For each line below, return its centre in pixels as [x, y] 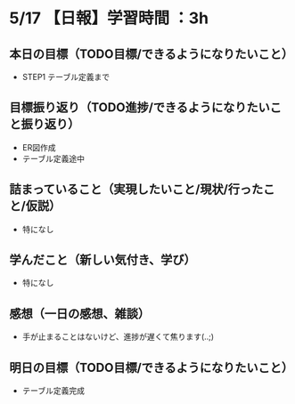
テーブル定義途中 [53, 158]
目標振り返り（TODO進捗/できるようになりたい [139, 108]
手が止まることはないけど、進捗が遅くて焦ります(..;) [118, 337]
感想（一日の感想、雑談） [79, 314]
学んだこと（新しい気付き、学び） [102, 260]
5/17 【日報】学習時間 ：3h [109, 18]
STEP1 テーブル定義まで [66, 77]
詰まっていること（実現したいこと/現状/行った [136, 189]
